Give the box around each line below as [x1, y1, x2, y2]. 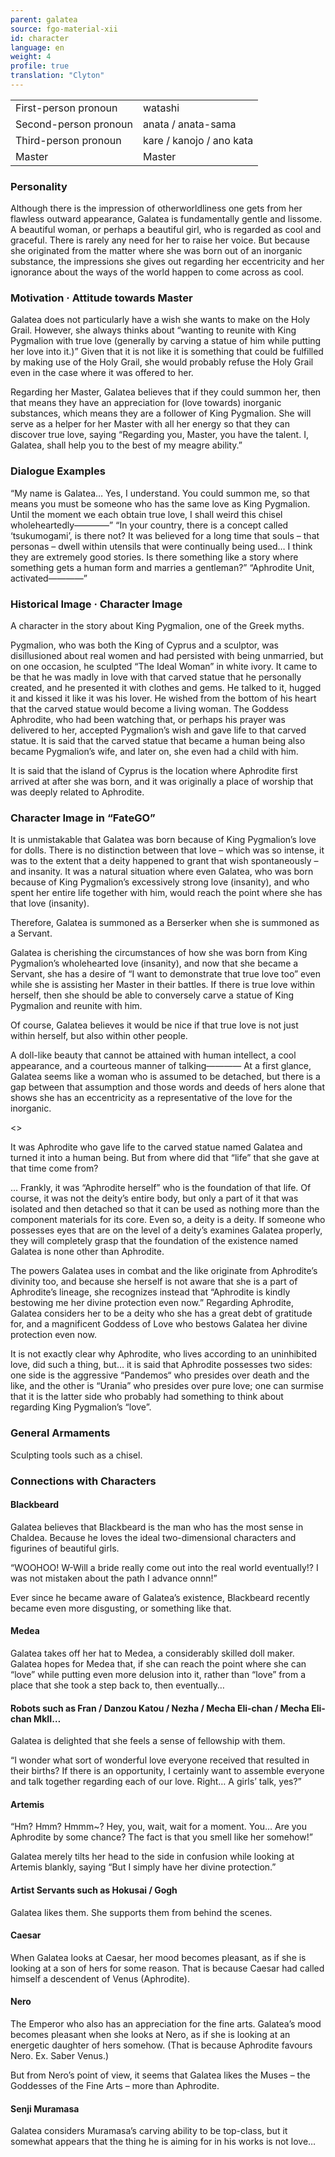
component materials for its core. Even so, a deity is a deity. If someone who [10, 1214, 326, 1226]
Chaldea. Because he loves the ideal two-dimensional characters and [10, 1531, 297, 1543]
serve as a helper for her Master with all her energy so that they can [10, 418, 290, 430]
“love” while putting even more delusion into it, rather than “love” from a [10, 1668, 306, 1680]
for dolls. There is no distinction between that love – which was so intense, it [10, 844, 325, 856]
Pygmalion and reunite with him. [10, 1000, 143, 1012]
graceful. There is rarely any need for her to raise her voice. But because [10, 234, 310, 246]
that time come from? [10, 1162, 99, 1175]
